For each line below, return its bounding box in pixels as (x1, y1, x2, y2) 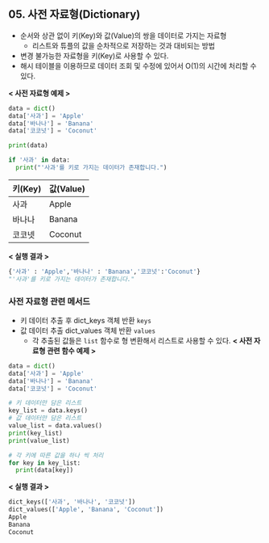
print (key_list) (8, 429, 63, 437)
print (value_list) (8, 436, 70, 444)
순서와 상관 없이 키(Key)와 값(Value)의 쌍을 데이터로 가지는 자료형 (19, 31, 227, 40)
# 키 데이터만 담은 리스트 (8, 399, 82, 407)
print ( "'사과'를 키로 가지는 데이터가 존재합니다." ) (15, 164, 168, 172)
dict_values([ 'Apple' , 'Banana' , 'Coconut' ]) (8, 506, 163, 514)
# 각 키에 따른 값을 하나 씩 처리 (8, 451, 104, 459)
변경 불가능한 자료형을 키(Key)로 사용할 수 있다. (19, 51, 169, 61)
